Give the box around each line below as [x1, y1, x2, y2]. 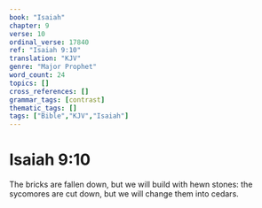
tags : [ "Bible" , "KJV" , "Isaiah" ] [9, 112, 129, 120]
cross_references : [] [9, 87, 90, 96]
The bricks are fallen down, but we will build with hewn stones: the [9, 179, 253, 190]
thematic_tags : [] [9, 104, 77, 112]
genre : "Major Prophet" [9, 63, 98, 72]
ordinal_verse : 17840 [9, 37, 90, 47]
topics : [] [9, 79, 50, 88]
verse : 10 [9, 29, 46, 38]
